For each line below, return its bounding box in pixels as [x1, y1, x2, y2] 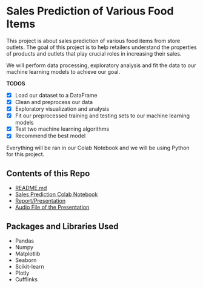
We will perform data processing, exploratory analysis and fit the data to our [6, 62, 196, 69]
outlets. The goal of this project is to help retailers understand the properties [6, 44, 197, 51]
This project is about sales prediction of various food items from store [6, 37, 181, 44]
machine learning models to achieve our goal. [6, 68, 120, 75]
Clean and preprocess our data [15, 99, 93, 105]
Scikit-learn [15, 263, 44, 270]
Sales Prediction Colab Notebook [15, 191, 98, 198]
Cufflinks [15, 275, 38, 283]
